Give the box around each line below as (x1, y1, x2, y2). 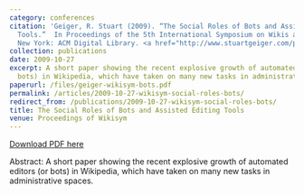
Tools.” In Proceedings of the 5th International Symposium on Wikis (17, 30, 290, 39)
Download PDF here (9, 139, 84, 150)
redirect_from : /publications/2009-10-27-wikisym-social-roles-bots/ (9, 97, 278, 107)
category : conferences (9, 13, 95, 23)
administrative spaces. (9, 175, 94, 186)
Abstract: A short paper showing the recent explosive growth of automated (9, 156, 289, 167)
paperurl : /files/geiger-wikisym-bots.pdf (9, 80, 172, 89)
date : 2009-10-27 (9, 55, 75, 64)
